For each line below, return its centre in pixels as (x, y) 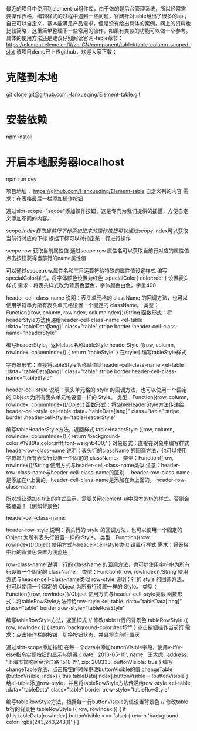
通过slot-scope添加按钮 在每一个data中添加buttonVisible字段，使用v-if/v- (94, 647)
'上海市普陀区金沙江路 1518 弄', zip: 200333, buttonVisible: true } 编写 (89, 662)
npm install (19, 137)
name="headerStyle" (32, 333)
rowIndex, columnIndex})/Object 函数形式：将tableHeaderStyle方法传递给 (95, 404)
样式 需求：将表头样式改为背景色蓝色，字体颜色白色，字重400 (81, 285)
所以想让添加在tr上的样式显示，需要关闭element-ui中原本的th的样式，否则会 (98, 499)
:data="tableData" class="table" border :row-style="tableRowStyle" (88, 689)
